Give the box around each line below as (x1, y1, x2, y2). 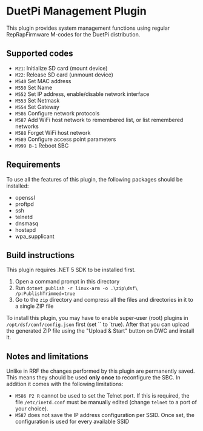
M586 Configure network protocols (15, 109, 100, 117)
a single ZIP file (15, 302, 54, 310)
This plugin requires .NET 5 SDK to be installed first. (6, 266, 136, 274)
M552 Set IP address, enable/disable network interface (15, 90, 150, 98)
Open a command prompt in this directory (15, 278, 120, 285)
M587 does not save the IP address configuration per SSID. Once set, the (15, 412, 195, 419)
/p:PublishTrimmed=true (15, 291, 76, 297)
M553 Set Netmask (15, 97, 60, 104)
